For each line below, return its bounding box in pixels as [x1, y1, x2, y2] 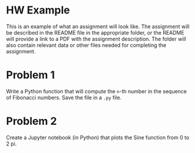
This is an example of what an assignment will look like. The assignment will [6, 23, 190, 30]
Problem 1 [6, 69, 55, 82]
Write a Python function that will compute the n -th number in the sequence [6, 87, 187, 94]
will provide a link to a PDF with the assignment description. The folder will [6, 35, 186, 42]
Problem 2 [6, 115, 57, 128]
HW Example [6, 4, 70, 17]
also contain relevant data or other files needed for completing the [6, 42, 167, 49]
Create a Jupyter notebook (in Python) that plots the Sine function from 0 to [6, 134, 190, 141]
